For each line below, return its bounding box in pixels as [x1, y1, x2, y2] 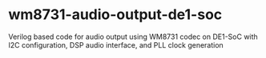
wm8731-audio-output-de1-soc [8, 6, 223, 24]
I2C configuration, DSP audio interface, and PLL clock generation [8, 40, 224, 49]
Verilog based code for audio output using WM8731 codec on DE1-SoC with [8, 32, 258, 41]
